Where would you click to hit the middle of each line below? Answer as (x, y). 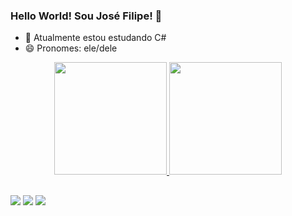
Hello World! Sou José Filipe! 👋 (86, 16)
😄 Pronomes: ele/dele (71, 48)
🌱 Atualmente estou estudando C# (95, 38)
